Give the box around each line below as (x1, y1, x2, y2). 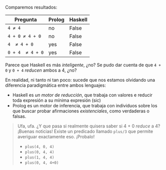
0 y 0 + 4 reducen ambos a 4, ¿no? (5, 67, 77, 73)
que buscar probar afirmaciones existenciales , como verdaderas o (12, 108, 150, 114)
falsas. (12, 113, 26, 119)
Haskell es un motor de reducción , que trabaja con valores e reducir (12, 92, 152, 98)
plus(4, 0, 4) (24, 144, 54, 149)
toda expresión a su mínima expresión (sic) (12, 97, 101, 103)
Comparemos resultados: (5, 5, 57, 10)
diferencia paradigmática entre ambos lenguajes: (5, 82, 106, 88)
